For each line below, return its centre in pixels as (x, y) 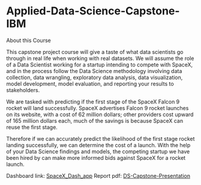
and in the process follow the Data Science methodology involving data (94, 71)
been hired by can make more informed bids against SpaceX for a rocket (96, 157)
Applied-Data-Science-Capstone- (93, 11)
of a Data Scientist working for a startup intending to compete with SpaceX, (100, 65)
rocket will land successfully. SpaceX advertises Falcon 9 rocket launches (97, 108)
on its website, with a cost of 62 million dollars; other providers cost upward (100, 114)
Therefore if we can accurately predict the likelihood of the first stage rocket (100, 138)
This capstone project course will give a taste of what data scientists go (95, 51)
